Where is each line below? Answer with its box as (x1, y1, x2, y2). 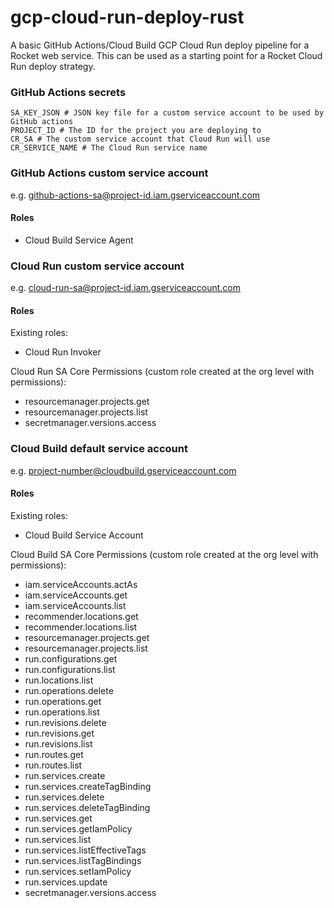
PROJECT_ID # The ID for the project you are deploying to (10, 126, 262, 136)
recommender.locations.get (24, 610, 139, 622)
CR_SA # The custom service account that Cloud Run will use (10, 134, 271, 145)
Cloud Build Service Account (24, 529, 144, 541)
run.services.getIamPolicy (24, 822, 133, 835)
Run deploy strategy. (10, 60, 96, 72)
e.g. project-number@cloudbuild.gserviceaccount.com (10, 464, 237, 476)
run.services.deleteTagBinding (24, 801, 151, 813)
